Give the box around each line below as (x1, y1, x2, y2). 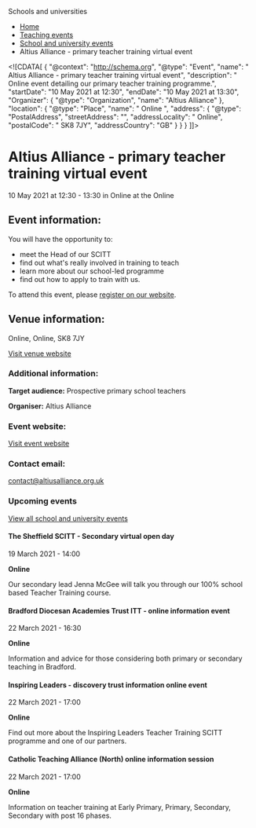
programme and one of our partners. (8, 736, 127, 746)
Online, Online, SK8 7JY (8, 333, 85, 343)
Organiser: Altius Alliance (8, 401, 92, 411)
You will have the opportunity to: (8, 234, 113, 244)
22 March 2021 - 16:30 (8, 624, 82, 633)
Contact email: (8, 459, 65, 470)
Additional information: (8, 368, 99, 379)
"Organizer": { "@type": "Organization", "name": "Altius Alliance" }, (8, 96, 225, 104)
